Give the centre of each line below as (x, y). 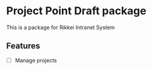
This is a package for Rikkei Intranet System (61, 27)
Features (23, 46)
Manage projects (36, 60)
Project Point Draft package (76, 11)
